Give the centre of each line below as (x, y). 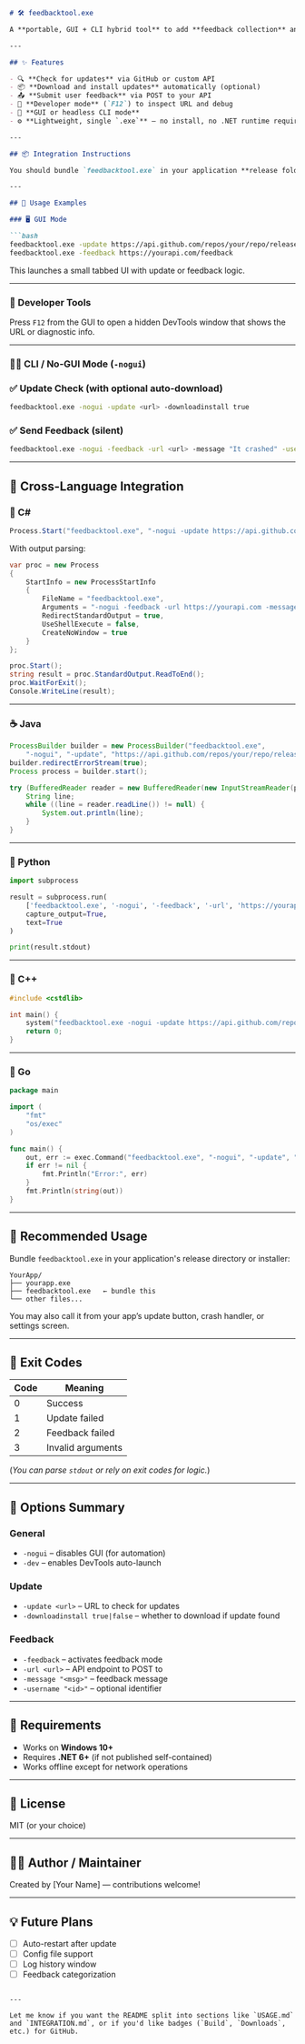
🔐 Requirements (55, 1725)
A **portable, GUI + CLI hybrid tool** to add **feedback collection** (148, 29)
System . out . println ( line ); (93, 813)
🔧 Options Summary (67, 1507)
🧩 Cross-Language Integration (97, 486)
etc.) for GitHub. (44, 2032)
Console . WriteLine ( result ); (63, 691)
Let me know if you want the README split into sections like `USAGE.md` (152, 2016)
